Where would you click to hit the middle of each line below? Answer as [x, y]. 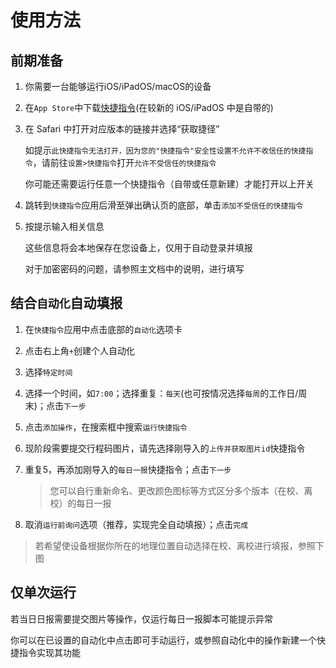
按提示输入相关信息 [64, 226]
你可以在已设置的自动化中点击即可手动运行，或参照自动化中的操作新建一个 [163, 640]
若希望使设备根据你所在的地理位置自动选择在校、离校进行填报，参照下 [179, 545]
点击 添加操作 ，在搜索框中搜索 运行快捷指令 [106, 427]
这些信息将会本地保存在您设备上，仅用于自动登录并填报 [138, 247]
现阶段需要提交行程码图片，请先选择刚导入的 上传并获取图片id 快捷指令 [165, 448]
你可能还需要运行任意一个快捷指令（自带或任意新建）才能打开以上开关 [169, 184]
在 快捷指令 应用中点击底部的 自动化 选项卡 [103, 329]
